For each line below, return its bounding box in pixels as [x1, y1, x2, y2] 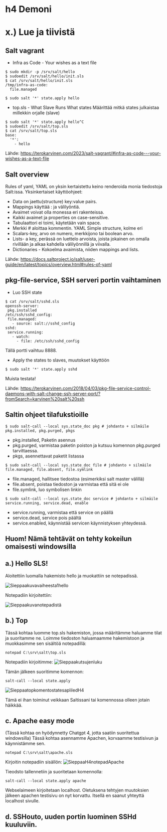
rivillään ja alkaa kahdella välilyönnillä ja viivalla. [12, 241, 111, 247]
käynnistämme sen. [5, 741, 46, 747]
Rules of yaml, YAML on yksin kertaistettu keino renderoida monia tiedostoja [5, 184, 162, 189]
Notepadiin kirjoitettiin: [5, 592, 52, 598]
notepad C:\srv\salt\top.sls [5, 650, 66, 655]
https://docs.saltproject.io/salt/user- [20, 256, 95, 262]
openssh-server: [5, 303, 39, 308]
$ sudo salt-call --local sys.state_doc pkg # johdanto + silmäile [5, 424, 149, 429]
